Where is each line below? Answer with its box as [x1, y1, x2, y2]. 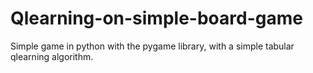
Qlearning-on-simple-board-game [10, 7, 303, 30]
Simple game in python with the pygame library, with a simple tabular [10, 40, 295, 52]
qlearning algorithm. [10, 50, 94, 62]
